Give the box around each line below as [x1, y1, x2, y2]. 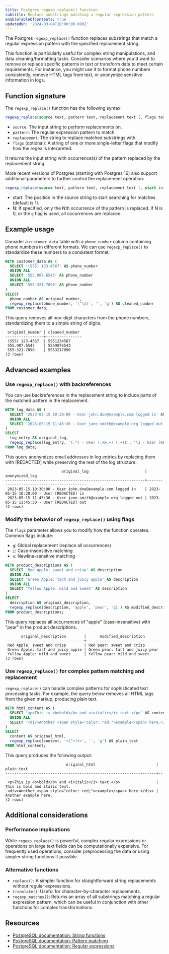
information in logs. [5, 77, 45, 83]
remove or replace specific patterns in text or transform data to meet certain [5, 61, 163, 67]
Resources [5, 919, 40, 927]
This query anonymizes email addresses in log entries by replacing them [5, 454, 155, 460]
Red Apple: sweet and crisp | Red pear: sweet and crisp [7, 643, 145, 648]
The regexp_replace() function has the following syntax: [5, 105, 122, 111]
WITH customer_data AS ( [5, 259, 57, 264]
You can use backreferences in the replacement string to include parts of [5, 392, 157, 398]
